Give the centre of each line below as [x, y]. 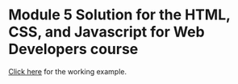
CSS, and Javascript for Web [106, 32]
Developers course [73, 49]
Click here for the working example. [68, 71]
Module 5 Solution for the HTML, [119, 15]
